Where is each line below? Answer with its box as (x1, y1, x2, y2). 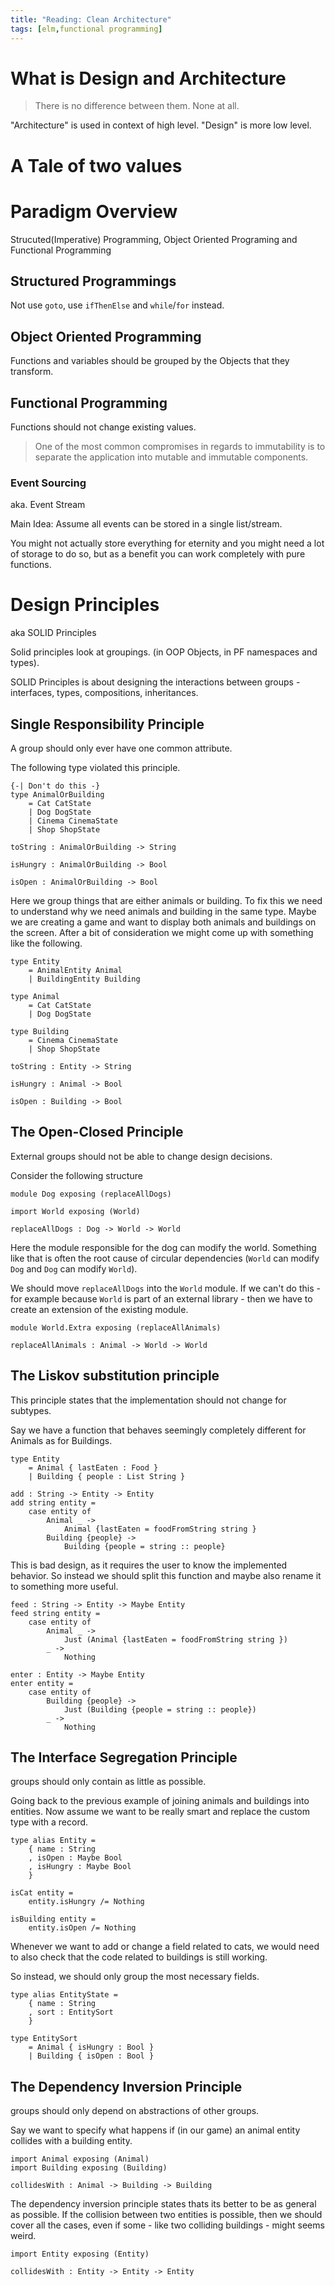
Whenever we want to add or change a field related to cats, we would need (10, 1941, 320, 1953)
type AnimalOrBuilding (10, 790, 105, 800)
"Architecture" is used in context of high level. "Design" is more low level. (10, 119, 312, 131)
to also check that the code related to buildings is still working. (10, 1951, 268, 1963)
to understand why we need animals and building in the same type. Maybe (10, 906, 317, 918)
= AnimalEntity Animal (28, 966, 123, 976)
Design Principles (10, 594, 160, 616)
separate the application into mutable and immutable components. (34, 451, 309, 463)
